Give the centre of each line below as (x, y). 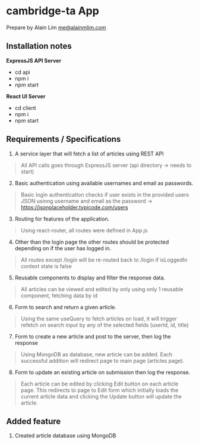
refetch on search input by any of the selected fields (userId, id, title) (105, 325)
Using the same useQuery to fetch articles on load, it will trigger (99, 318)
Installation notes (39, 46)
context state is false (46, 266)
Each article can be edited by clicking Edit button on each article (99, 384)
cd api (23, 72)
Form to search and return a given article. (66, 307)
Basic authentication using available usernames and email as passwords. (104, 183)
